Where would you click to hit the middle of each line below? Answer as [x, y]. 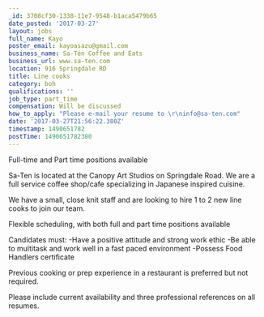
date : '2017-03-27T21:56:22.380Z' [67, 122]
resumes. [24, 306]
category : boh [32, 84]
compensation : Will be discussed [65, 106]
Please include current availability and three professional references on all [132, 297]
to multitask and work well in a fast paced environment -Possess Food [126, 248]
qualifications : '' [41, 91]
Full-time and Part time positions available [78, 160]
